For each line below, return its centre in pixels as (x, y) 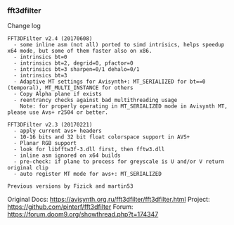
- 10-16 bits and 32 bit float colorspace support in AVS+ (102, 137)
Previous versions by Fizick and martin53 (70, 186)
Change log (24, 26)
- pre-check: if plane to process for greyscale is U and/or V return (119, 162)
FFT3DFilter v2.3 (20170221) (50, 125)
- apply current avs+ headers (58, 131)
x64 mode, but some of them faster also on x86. (80, 51)
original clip (28, 168)
